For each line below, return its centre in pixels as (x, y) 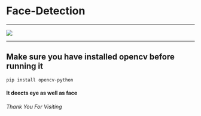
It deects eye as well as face (42, 93)
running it (25, 66)
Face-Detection (46, 11)
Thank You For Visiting (34, 106)
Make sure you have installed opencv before (91, 57)
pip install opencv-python (40, 80)
